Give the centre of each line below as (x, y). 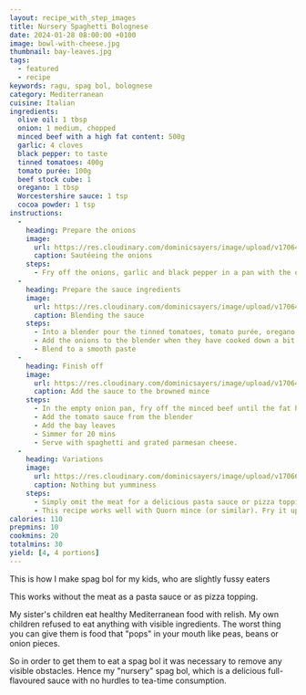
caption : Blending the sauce (89, 315)
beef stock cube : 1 (55, 179)
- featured (38, 69)
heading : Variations (65, 459)
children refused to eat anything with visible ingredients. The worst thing (145, 624)
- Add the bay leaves (75, 426)
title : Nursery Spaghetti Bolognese (79, 26)
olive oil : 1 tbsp (53, 120)
